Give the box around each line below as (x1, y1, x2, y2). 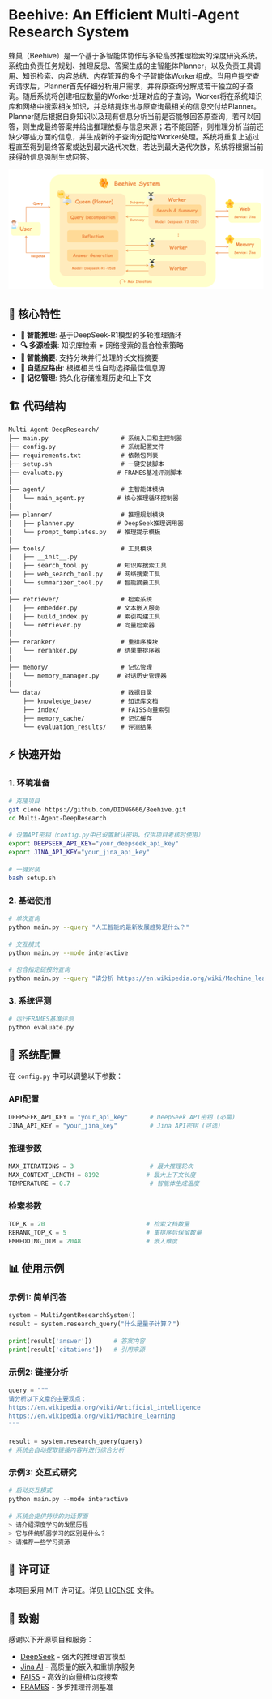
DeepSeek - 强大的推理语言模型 (19, 1652, 127, 1662)
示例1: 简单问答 (8, 1291, 67, 1303)
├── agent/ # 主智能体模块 (8, 486, 164, 494)
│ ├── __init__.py (8, 553, 79, 561)
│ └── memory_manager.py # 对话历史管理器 (8, 672, 168, 680)
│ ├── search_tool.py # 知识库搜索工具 (8, 562, 168, 570)
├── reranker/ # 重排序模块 (8, 638, 159, 646)
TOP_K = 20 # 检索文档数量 (8, 1220, 190, 1229)
